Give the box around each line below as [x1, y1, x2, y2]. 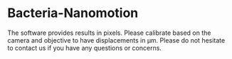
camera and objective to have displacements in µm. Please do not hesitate [7, 36, 226, 44]
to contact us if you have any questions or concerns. [7, 43, 162, 52]
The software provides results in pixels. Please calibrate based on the [7, 28, 211, 37]
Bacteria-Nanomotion [7, 5, 139, 21]
